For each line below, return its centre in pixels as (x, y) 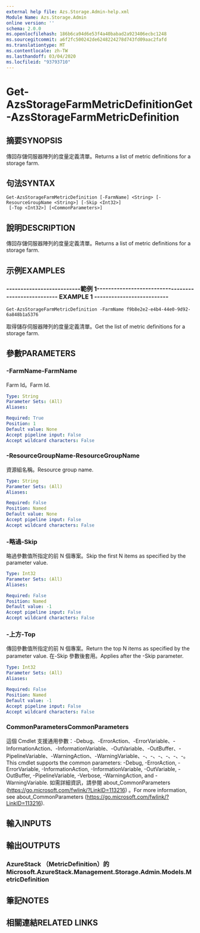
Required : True (25, 418)
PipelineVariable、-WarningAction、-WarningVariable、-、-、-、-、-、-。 (98, 756)
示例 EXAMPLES (36, 270)
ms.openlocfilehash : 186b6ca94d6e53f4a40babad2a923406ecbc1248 (87, 34)
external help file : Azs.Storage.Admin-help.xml (68, 12)
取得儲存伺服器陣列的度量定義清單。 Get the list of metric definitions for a (96, 326)
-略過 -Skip (22, 541)
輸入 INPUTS (29, 824)
